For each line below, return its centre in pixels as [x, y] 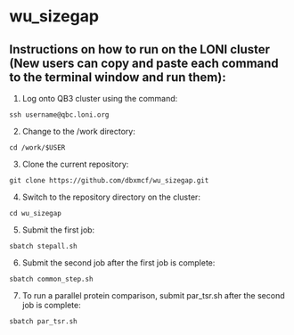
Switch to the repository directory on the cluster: [111, 197]
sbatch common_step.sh [51, 279]
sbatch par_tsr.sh [43, 322]
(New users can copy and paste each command [144, 63]
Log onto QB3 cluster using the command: [100, 98]
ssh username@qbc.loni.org [59, 115]
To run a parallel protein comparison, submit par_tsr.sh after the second [153, 295]
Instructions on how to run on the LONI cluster [139, 49]
